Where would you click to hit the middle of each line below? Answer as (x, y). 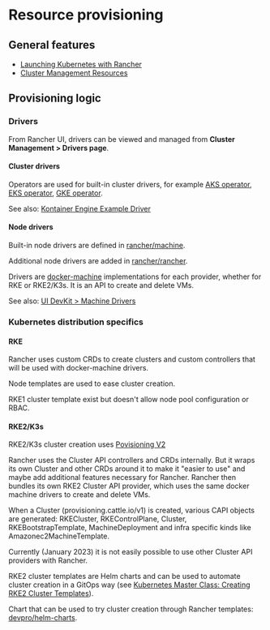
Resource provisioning (86, 15)
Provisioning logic (55, 99)
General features (52, 45)
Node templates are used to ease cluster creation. (92, 384)
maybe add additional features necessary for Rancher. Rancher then (122, 478)
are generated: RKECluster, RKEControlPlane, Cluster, (98, 519)
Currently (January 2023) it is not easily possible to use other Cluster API (131, 552)
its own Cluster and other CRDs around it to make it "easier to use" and (127, 469)
